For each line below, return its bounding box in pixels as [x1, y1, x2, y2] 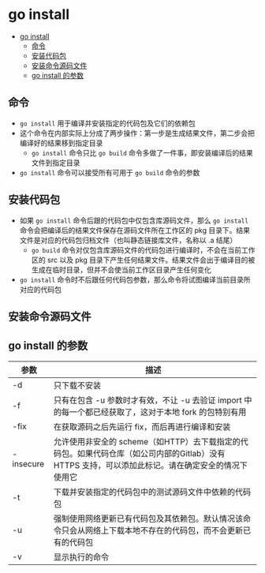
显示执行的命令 [53, 551, 109, 562]
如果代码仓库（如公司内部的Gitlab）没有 [77, 448, 226, 459]
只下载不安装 [53, 380, 101, 391]
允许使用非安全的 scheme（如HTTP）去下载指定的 [53, 436, 241, 447]
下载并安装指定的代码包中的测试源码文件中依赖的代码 [53, 486, 251, 497]
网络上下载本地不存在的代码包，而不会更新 [84, 525, 243, 536]
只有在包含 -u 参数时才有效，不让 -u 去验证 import [53, 395, 242, 406]
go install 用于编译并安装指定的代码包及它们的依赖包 [19, 118, 196, 128]
